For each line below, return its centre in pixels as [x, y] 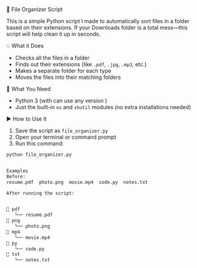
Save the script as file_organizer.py [61, 131]
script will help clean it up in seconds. [54, 34]
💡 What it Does [25, 46]
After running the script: [40, 193]
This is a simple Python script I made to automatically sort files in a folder [98, 21]
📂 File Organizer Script [34, 9]
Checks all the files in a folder [52, 58]
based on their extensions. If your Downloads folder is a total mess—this [97, 28]
